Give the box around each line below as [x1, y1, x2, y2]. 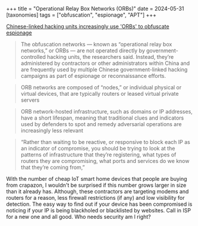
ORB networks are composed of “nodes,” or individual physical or [20, 84, 182, 91]
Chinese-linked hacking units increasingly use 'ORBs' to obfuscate [6, 23, 169, 30]
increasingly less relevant [20, 127, 83, 134]
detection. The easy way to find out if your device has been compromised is [6, 200, 193, 208]
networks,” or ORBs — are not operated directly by [20, 47, 145, 54]
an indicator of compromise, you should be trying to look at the [20, 145, 175, 152]
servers [20, 96, 40, 103]
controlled [20, 54, 46, 60]
